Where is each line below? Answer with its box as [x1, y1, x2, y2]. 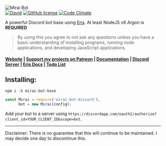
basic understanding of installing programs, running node [17, 39, 134, 45]
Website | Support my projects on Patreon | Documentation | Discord [5, 56, 149, 62]
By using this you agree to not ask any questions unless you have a [17, 35, 154, 40]
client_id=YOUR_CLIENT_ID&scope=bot [5, 117, 81, 122]
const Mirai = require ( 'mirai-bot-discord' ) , [5, 97, 100, 102]
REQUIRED [5, 25, 27, 31]
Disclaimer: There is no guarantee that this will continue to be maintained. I [5, 130, 157, 136]
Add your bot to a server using [5, 111, 68, 117]
